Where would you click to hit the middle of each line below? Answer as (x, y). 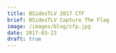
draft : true (24, 39)
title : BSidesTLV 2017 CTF (46, 13)
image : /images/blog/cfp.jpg (49, 26)
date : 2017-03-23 (32, 33)
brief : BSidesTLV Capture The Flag (58, 20)
